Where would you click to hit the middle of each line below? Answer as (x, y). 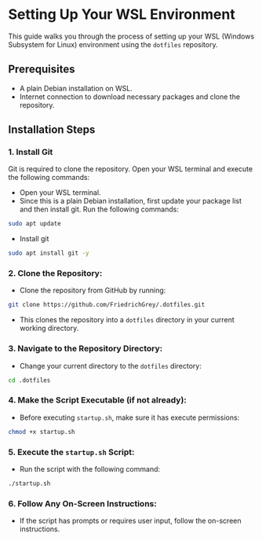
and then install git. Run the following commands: (99, 209)
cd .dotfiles (29, 380)
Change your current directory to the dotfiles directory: (110, 366)
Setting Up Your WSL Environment (122, 15)
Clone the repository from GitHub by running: (93, 290)
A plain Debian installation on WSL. (76, 88)
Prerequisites (42, 70)
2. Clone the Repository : (55, 274)
